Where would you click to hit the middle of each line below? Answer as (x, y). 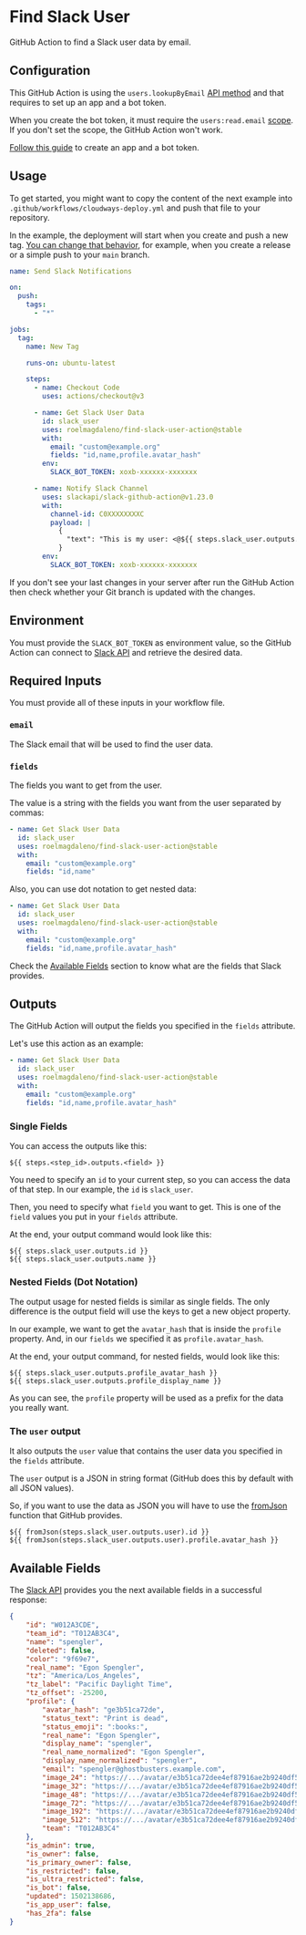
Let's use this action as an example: (76, 1044)
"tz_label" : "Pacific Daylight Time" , (99, 1684)
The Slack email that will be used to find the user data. (112, 744)
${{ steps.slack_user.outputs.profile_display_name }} (116, 1381)
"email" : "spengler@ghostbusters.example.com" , (134, 1769)
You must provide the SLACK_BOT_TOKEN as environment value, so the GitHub (150, 642)
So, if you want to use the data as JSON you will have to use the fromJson (148, 1506)
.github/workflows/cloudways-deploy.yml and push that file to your (135, 208)
